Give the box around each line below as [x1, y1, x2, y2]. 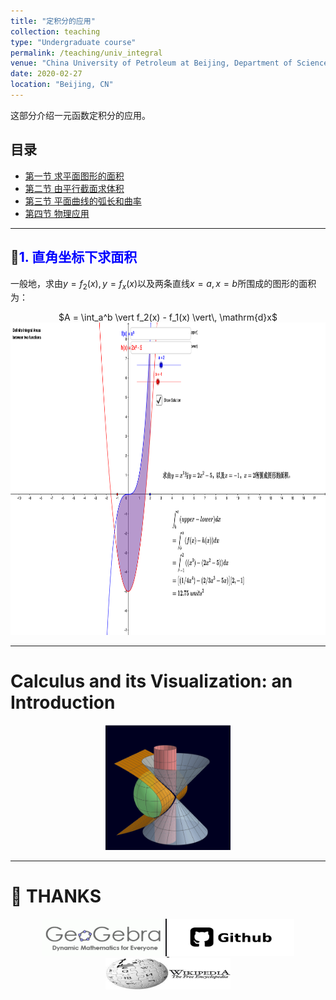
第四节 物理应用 [24, 207, 90, 219]
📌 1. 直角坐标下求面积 [10, 249, 138, 266]
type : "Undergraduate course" [10, 37, 137, 47]
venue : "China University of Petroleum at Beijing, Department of [10, 58, 293, 69]
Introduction [10, 691, 116, 714]
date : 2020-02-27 [10, 69, 83, 79]
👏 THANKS [10, 885, 102, 908]
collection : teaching [10, 26, 101, 37]
